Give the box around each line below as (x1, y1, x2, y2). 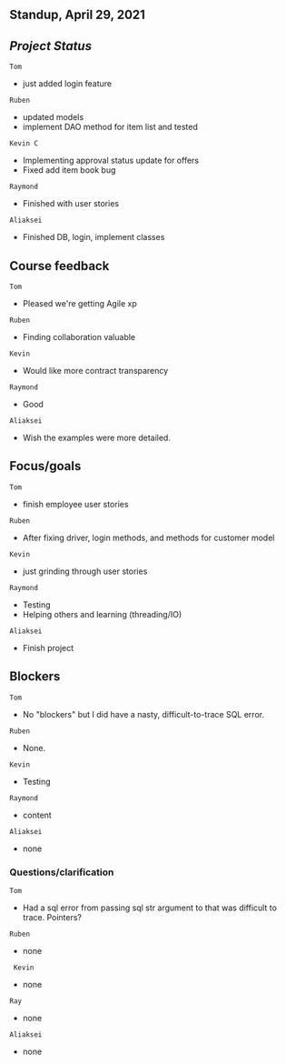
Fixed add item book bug (22, 165, 116, 176)
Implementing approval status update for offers (22, 155, 200, 166)
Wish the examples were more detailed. (22, 432, 171, 444)
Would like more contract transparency (22, 366, 169, 376)
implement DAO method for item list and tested (22, 122, 198, 133)
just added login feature (22, 78, 113, 89)
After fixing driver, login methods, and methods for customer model (22, 532, 275, 543)
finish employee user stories (22, 498, 129, 509)
